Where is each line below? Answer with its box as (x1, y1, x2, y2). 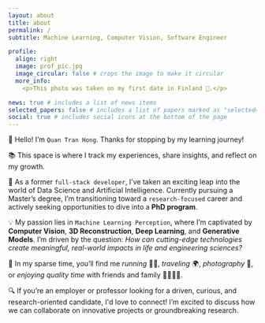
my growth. (8, 162, 45, 172)
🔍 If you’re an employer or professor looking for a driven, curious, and (8, 286, 237, 295)
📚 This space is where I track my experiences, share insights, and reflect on (8, 150, 257, 160)
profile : (8, 48, 37, 56)
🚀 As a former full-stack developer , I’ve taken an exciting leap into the (8, 177, 241, 187)
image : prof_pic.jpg (15, 62, 83, 71)
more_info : (15, 76, 51, 85)
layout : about (8, 11, 55, 20)
